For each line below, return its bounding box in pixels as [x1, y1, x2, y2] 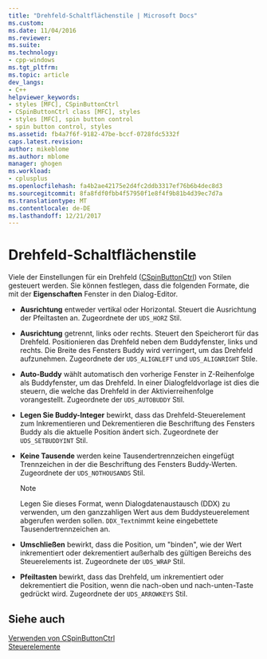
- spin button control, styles [8, 123, 112, 131]
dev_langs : [8, 78, 45, 86]
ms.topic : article [8, 71, 69, 79]
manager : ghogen [8, 160, 62, 168]
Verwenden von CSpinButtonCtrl [8, 634, 116, 642]
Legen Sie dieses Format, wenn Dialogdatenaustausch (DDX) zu [19, 499, 230, 508]
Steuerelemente [8, 642, 61, 651]
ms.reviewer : [8, 33, 52, 42]
